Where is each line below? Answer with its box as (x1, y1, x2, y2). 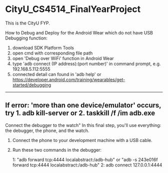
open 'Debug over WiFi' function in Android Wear (12, 55, 114, 61)
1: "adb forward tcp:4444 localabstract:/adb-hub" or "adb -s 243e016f (12, 156, 158, 162)
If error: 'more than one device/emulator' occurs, (5, 101, 161, 109)
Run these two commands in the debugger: (12, 146, 101, 153)
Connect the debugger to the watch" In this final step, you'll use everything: (5, 122, 161, 128)
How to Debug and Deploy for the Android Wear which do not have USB (5, 29, 153, 35)
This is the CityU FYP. (5, 20, 50, 26)
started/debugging (12, 81, 51, 88)
